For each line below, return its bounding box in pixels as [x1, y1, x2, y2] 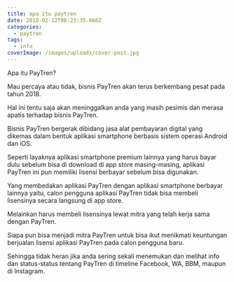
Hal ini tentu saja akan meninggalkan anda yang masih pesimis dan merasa [7, 103, 223, 112]
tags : [7, 36, 23, 43]
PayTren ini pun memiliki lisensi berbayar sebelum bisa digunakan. [7, 168, 199, 176]
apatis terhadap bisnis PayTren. [7, 110, 98, 119]
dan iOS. [7, 139, 32, 147]
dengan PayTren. [7, 217, 57, 225]
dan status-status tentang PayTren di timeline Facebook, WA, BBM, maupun [7, 259, 226, 267]
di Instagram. [7, 267, 46, 275]
